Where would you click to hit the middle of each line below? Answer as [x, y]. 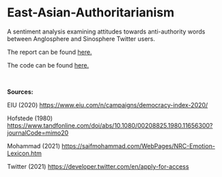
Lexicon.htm [25, 153]
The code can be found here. [48, 65]
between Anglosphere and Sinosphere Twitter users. [81, 38]
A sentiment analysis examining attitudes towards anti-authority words [106, 31]
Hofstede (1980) [30, 118]
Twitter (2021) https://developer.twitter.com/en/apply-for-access [98, 166]
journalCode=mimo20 [38, 133]
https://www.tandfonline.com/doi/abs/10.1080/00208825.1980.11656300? [110, 125]
